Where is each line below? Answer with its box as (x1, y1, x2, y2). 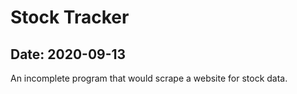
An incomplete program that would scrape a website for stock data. (10, 72, 288, 84)
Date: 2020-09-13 (10, 46, 127, 63)
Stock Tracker (10, 6, 130, 29)
